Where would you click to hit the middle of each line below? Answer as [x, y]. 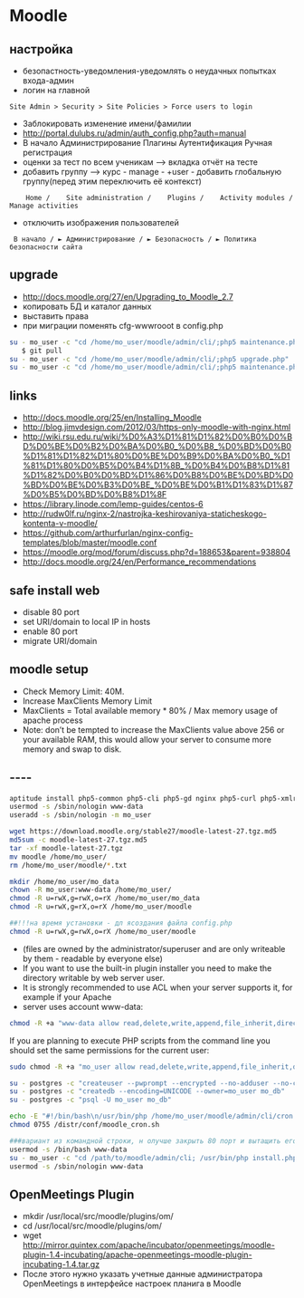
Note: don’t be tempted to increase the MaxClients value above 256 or [153, 729]
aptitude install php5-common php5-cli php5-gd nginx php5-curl [133, 798]
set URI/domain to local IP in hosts [86, 621]
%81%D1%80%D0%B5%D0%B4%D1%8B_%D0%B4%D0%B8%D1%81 [156, 466]
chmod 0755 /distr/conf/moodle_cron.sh [85, 1125]
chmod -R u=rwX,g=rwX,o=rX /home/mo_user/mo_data [105, 899]
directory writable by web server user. [94, 977]
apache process [52, 720]
